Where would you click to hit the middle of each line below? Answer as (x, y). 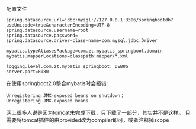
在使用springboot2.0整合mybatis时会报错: (57, 83)
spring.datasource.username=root (47, 30)
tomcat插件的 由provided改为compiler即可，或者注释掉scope (95, 120)
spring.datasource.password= (42, 36)
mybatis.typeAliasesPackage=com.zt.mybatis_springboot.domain (84, 51)
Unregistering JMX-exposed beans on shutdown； (65, 96)
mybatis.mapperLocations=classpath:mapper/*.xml (67, 56)
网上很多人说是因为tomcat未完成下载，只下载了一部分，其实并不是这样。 (95, 112)
